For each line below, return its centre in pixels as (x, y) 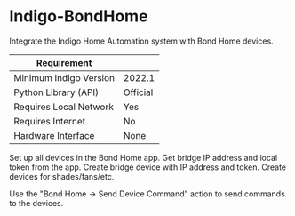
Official (138, 92)
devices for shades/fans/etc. (62, 176)
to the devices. (36, 203)
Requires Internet (50, 121)
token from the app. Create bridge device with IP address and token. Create (148, 167)
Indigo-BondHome (79, 16)
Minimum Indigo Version (64, 77)
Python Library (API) (56, 92)
